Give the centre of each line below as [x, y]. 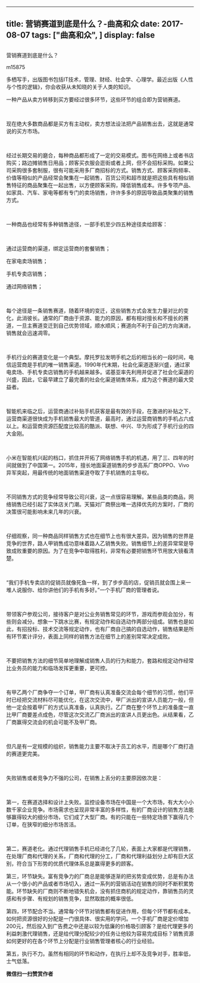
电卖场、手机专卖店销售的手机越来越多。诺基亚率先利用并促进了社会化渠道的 [100, 372]
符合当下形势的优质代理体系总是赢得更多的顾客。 [76, 863]
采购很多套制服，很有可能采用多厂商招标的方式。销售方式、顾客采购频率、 [102, 170]
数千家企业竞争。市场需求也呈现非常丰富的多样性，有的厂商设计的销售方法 [97, 809]
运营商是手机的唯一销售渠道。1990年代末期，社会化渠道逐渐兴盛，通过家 [101, 365]
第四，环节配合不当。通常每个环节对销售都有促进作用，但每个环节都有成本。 [100, 911]
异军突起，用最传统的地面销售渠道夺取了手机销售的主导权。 [79, 472]
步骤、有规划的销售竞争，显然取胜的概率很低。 [79, 898]
